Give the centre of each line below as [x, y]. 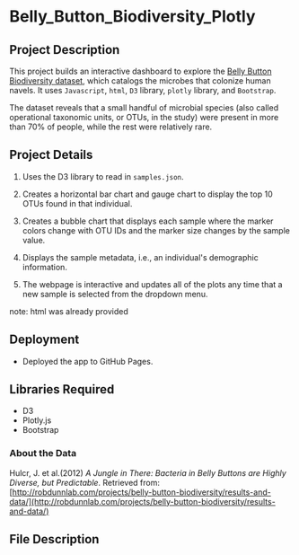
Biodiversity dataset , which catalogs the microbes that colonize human [140, 81]
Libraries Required [62, 389]
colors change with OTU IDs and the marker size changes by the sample [156, 230]
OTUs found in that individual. [77, 203]
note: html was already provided [69, 311]
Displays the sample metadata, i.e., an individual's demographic [140, 257]
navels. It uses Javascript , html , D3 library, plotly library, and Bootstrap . [143, 90]
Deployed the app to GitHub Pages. [88, 361]
